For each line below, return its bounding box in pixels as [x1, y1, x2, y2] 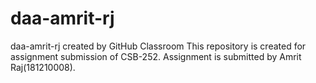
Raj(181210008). [10, 61, 76, 73]
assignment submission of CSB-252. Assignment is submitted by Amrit [10, 50, 302, 62]
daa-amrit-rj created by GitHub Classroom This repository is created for [10, 40, 307, 52]
